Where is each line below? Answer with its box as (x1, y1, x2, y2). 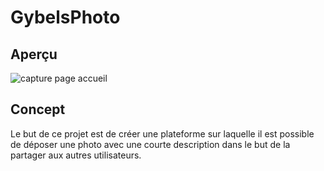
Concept (10, 101, 66, 118)
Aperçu (10, 46, 58, 63)
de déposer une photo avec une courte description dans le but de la (10, 138, 291, 150)
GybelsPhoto (10, 6, 121, 29)
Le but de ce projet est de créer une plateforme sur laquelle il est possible (10, 127, 315, 140)
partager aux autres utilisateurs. (10, 149, 142, 161)
